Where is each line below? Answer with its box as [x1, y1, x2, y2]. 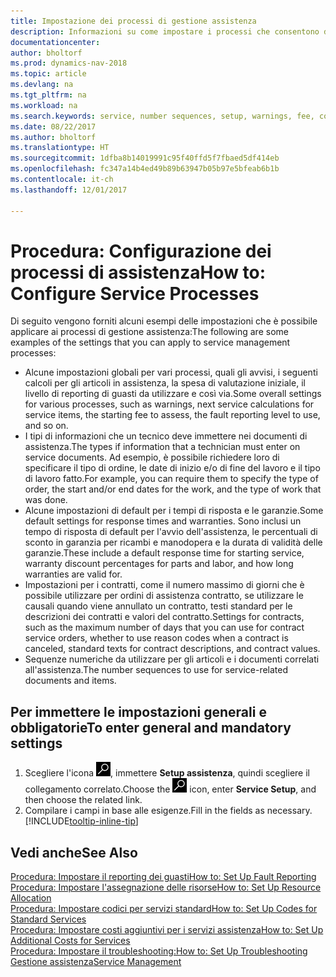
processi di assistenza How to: [10, 261, 267, 284]
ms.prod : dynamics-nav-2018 [10, 58, 128, 69]
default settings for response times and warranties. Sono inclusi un [24, 515, 302, 527]
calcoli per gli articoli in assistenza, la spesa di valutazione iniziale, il [24, 377, 306, 389]
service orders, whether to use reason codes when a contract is [24, 632, 289, 644]
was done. [24, 494, 68, 506]
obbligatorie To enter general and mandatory [10, 719, 292, 736]
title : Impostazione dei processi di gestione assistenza [10, 16, 257, 26]
